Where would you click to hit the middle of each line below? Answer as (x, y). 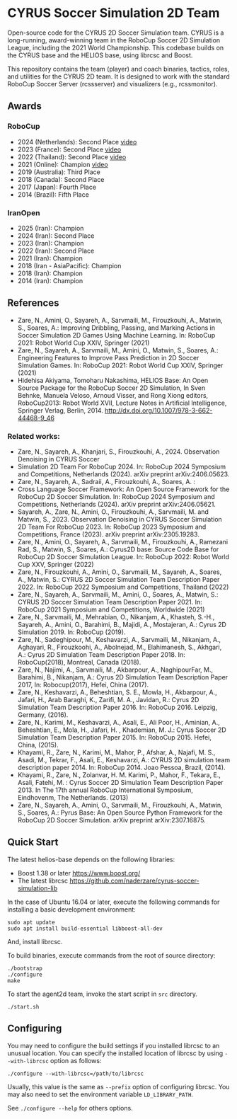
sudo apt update (31, 922)
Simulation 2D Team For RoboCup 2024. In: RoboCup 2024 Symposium (122, 467)
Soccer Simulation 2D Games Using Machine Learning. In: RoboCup (116, 335)
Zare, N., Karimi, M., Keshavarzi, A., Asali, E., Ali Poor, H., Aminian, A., (119, 723)
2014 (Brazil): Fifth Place (53, 194)
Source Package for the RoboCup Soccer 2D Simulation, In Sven (111, 388)
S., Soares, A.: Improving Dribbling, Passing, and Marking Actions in (116, 328)
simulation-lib (37, 888)
